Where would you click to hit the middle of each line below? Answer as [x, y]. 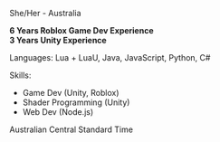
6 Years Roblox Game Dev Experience [81, 30]
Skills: [20, 75]
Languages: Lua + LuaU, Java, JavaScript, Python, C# [110, 57]
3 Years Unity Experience [58, 40]
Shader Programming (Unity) [76, 102]
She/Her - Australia [45, 13]
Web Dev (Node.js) [58, 112]
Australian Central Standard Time [72, 129]
